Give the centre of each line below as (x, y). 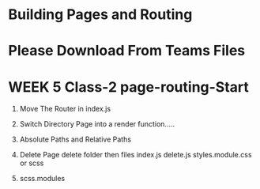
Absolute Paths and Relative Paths (75, 139)
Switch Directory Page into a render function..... (97, 124)
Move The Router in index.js (65, 109)
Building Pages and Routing (100, 15)
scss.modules (42, 179)
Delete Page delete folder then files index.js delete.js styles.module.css (136, 155)
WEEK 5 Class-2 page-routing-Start (128, 87)
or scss (32, 163)
